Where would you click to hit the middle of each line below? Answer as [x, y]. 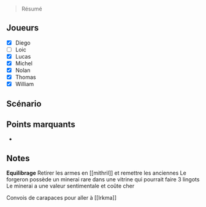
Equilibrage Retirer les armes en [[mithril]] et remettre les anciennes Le [97, 173]
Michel [24, 63]
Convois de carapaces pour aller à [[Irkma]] [61, 198]
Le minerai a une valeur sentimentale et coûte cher [71, 186]
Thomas [26, 77]
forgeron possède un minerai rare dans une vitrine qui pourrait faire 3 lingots [103, 180]
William [25, 84]
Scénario [24, 103]
